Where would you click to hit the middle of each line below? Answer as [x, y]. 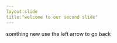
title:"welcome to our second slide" [52, 17]
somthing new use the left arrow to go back [58, 34]
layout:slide [22, 11]
